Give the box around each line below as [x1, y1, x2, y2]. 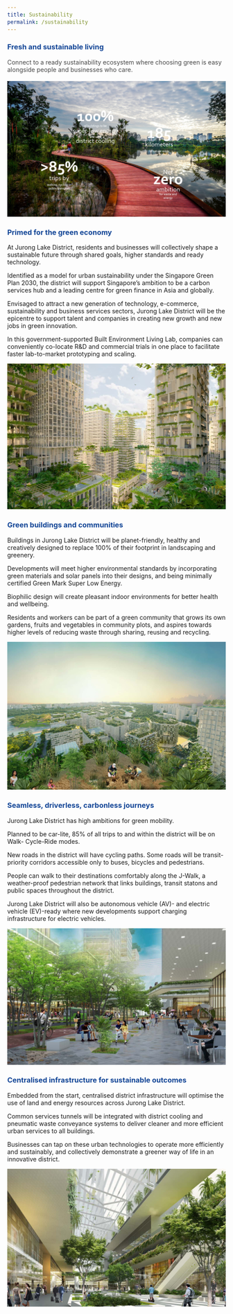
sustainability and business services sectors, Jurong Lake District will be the [7, 307, 225, 315]
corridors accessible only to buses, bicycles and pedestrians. [29, 858, 205, 866]
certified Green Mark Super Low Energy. [7, 579, 123, 587]
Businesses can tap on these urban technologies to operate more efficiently [7, 1140, 224, 1148]
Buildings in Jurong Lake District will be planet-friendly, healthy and [7, 536, 200, 544]
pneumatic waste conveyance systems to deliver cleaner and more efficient [7, 1119, 224, 1127]
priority [7, 858, 28, 866]
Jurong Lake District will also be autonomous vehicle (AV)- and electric [7, 899, 210, 908]
